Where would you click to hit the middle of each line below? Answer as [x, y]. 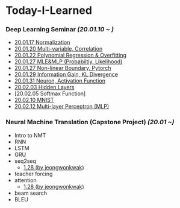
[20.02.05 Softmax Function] [50, 93]
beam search [31, 193]
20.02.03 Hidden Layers [44, 87]
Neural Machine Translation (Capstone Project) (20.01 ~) [90, 122]
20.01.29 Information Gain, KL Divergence [66, 74]
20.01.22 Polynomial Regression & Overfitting [70, 55]
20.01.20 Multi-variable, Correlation [58, 49]
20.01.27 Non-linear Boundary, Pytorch [63, 68]
